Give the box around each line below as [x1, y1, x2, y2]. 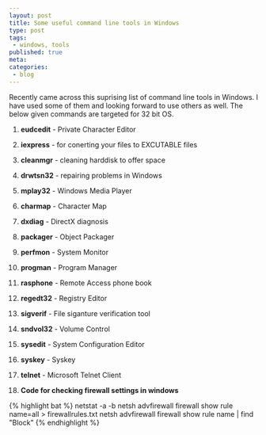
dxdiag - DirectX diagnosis [20, 216, 109, 226]
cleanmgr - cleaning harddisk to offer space [20, 155, 165, 165]
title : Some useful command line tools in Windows [9, 19, 180, 27]
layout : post [9, 11, 52, 20]
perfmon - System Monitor [20, 247, 109, 257]
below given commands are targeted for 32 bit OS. [9, 109, 174, 119]
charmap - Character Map [20, 201, 108, 211]
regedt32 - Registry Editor [20, 293, 108, 303]
